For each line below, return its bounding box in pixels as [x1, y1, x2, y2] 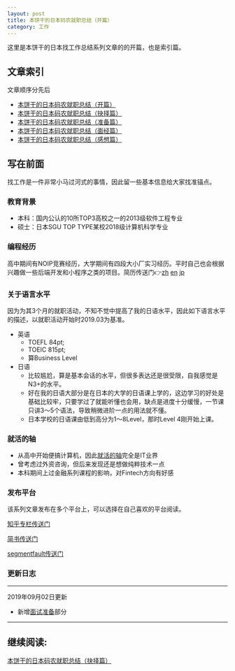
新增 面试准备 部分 [17, 607, 67, 616]
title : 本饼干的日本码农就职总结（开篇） [7, 17, 113, 24]
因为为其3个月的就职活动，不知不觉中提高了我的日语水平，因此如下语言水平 [7, 306, 226, 315]
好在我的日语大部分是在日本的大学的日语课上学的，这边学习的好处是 [27, 389, 225, 397]
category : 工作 [7, 23, 50, 30]
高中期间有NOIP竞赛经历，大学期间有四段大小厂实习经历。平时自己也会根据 [7, 259, 225, 268]
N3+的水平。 [27, 380, 66, 388]
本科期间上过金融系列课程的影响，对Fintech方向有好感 [17, 469, 174, 477]
